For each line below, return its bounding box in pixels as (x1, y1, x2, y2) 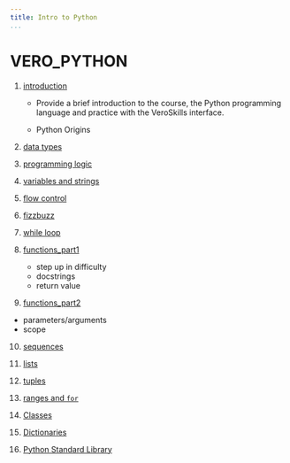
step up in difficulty (35, 261, 107, 272)
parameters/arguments (22, 314, 107, 325)
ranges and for (22, 392, 79, 403)
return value (35, 280, 80, 290)
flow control (22, 192, 67, 204)
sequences (22, 341, 65, 351)
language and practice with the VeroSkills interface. (35, 107, 225, 118)
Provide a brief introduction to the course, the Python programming (35, 97, 282, 108)
